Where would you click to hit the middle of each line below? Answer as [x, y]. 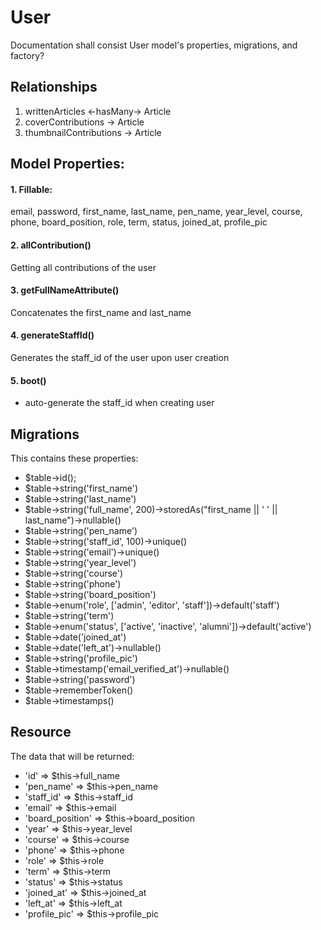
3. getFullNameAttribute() [65, 290]
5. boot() [28, 380]
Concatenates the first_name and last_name [101, 312]
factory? [27, 55]
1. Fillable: [31, 189]
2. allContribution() [51, 245]
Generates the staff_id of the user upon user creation [120, 357]
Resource [41, 732]
